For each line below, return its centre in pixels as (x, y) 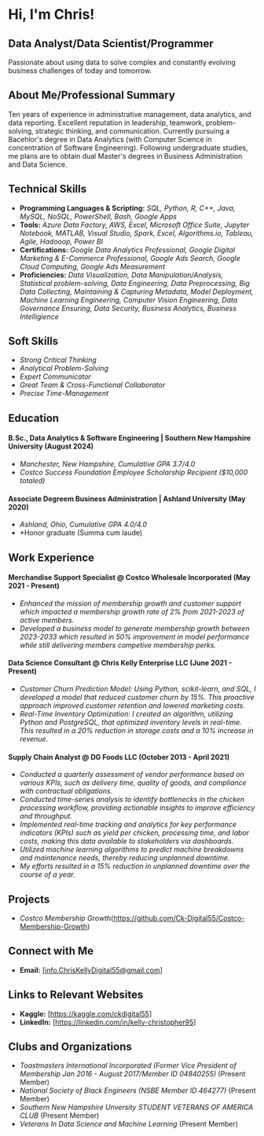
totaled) (32, 481)
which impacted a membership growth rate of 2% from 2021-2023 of (132, 611)
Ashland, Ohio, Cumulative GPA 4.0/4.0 (83, 525)
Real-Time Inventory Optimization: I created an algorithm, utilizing (126, 714)
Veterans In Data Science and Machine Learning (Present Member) (128, 1124)
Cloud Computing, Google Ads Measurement (92, 266)
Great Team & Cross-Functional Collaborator (92, 385)
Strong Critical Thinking (58, 360)
